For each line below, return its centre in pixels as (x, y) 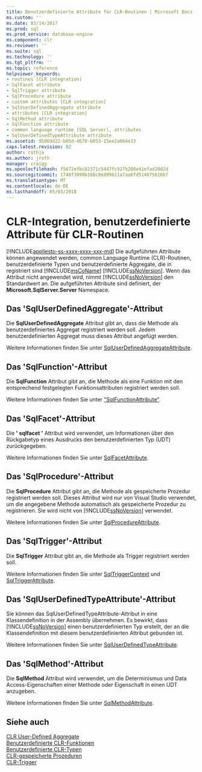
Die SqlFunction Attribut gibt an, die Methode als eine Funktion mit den (94, 381)
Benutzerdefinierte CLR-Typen (44, 750)
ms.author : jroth (28, 158)
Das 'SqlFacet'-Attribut (51, 419)
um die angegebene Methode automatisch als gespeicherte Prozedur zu (96, 504)
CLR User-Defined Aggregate (43, 737)
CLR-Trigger (22, 762)
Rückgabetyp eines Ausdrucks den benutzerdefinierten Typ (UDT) (88, 440)
